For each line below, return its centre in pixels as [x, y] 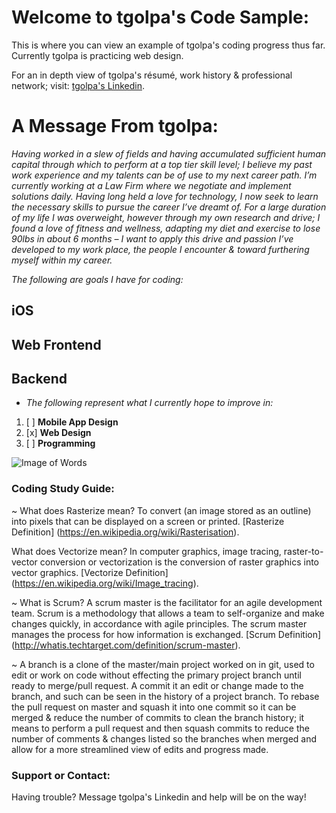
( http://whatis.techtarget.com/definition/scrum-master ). [126, 645]
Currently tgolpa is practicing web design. [97, 55]
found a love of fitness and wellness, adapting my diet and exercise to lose [166, 228]
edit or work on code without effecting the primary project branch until [156, 675]
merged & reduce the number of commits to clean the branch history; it [158, 717]
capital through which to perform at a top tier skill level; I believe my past [162, 164]
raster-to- [303, 551]
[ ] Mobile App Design [72, 422]
